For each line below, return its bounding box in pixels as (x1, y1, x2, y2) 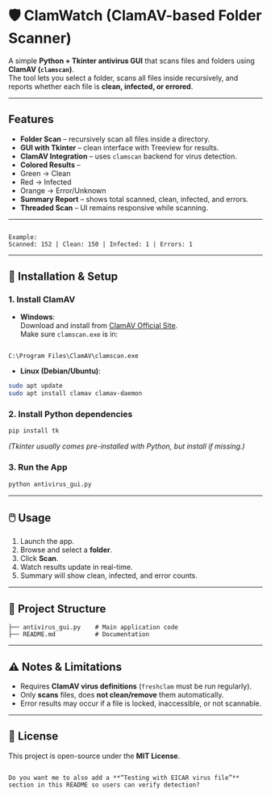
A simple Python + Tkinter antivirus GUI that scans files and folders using (8, 56, 256, 65)
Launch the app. (19, 537, 75, 546)
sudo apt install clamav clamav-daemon (8, 390, 143, 398)
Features (8, 112, 54, 126)
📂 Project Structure (8, 601, 106, 615)
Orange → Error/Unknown (19, 185, 106, 195)
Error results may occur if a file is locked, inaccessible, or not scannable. (19, 698, 262, 708)
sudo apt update (8, 382, 63, 390)
